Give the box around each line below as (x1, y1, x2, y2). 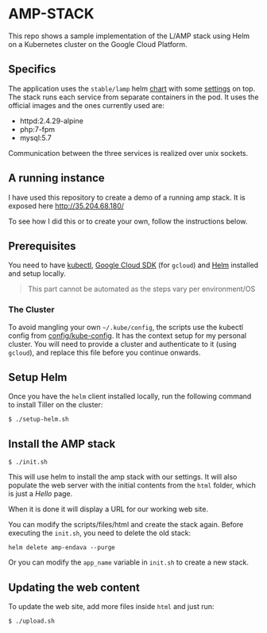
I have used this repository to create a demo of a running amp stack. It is (8, 192, 246, 202)
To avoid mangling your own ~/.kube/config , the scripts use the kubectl (8, 322, 244, 332)
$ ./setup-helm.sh (8, 415, 69, 424)
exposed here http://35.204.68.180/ (8, 200, 125, 211)
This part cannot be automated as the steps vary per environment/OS (27, 284, 256, 294)
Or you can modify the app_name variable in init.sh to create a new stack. (8, 557, 249, 567)
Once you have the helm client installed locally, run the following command (8, 391, 252, 402)
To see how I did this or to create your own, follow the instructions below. (8, 216, 248, 226)
